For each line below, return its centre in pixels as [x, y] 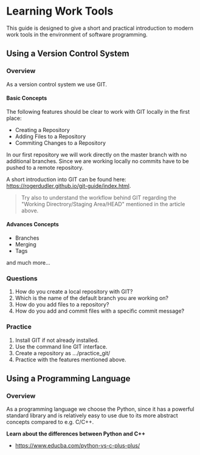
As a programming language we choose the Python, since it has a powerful [100, 409]
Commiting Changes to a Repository [60, 143]
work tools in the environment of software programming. [77, 34]
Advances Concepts [33, 224]
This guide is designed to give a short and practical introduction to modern [100, 28]
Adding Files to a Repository [50, 136]
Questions [22, 278]
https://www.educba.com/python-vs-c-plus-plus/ [78, 446]
